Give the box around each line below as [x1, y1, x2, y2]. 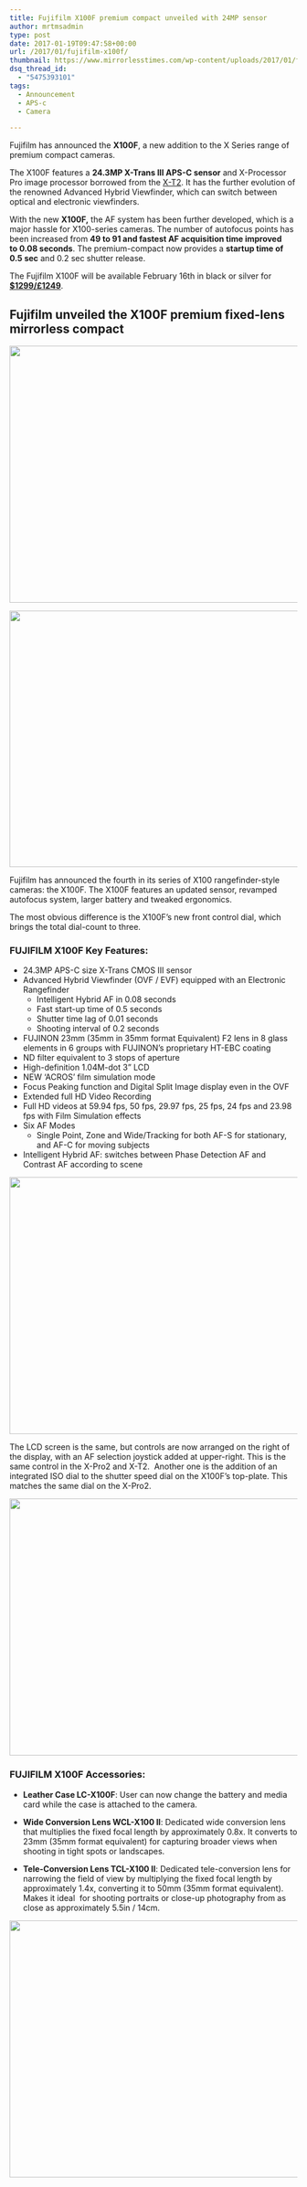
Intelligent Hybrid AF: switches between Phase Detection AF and [22, 1149, 267, 1160]
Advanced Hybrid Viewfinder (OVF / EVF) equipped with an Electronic [22, 975, 286, 986]
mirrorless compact [9, 321, 125, 336]
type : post [9, 30, 51, 39]
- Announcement [17, 90, 76, 99]
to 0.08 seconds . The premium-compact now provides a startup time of [9, 243, 284, 254]
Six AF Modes [22, 1120, 76, 1131]
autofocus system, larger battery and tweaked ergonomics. [9, 894, 233, 905]
